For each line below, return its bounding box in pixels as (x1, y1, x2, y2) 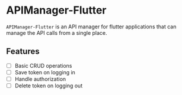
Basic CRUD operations (14, 62, 72, 69)
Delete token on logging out (14, 82, 83, 89)
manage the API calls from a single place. (6, 29, 108, 36)
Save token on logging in (14, 68, 76, 76)
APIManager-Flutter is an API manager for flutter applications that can (6, 23, 177, 30)
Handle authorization (14, 75, 66, 83)
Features (6, 47, 40, 57)
